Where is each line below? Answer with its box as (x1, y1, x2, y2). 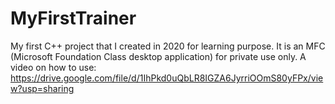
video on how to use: (10, 61, 97, 73)
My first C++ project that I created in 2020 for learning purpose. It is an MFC (10, 40, 326, 52)
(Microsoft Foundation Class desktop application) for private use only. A (10, 50, 307, 62)
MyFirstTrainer (10, 7, 137, 30)
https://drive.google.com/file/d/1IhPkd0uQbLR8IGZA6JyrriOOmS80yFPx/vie (10, 72, 324, 84)
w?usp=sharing (10, 82, 75, 94)
